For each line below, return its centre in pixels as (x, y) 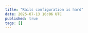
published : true (21, 18)
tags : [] (14, 23)
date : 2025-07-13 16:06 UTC (34, 14)
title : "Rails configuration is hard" (44, 9)
